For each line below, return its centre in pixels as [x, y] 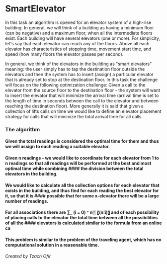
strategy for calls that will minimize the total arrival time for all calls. [74, 116]
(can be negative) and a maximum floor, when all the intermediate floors [79, 33]
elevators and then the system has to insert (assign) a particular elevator [80, 74]
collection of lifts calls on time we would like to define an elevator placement [83, 111]
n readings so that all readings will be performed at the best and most [78, 163]
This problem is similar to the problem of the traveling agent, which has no [83, 240]
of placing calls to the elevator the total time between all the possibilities [82, 218]
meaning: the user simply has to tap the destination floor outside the [75, 69]
